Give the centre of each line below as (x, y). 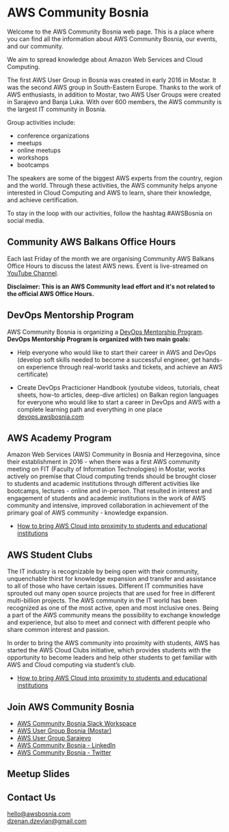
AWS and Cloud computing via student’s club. (71, 665)
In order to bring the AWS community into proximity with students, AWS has (113, 643)
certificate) (32, 374)
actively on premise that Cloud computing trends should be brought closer (112, 476)
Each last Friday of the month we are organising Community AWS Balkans (111, 258)
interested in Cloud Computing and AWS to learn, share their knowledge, (109, 193)
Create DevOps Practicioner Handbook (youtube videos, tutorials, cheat (118, 387)
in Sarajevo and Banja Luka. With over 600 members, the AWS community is (114, 101)
